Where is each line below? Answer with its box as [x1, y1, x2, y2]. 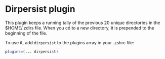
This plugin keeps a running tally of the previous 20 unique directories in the [5, 20, 161, 26]
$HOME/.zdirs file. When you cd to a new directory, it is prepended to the [5, 25, 155, 30]
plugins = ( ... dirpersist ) [5, 49, 58, 54]
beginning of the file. [5, 30, 48, 36]
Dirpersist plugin [5, 3, 76, 15]
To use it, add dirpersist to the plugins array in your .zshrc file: [5, 39, 134, 45]
